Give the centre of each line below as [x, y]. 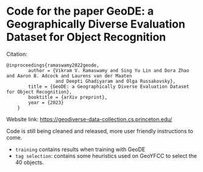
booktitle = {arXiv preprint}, [68, 97]
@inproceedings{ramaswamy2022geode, [53, 65]
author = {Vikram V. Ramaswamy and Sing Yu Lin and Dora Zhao [109, 70]
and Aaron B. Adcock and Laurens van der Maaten [69, 76]
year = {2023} [46, 102]
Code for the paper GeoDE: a [80, 11]
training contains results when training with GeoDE [80, 149]
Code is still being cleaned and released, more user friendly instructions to [100, 131]
